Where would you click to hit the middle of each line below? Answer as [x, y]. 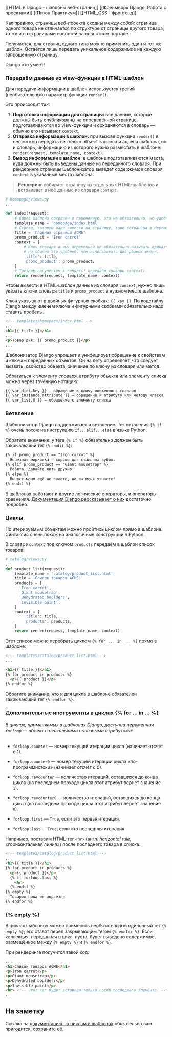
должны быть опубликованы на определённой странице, [75, 120]
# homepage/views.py [27, 199]
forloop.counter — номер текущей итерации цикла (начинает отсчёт [88, 746]
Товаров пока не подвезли [38, 897]
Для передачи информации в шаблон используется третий [70, 89]
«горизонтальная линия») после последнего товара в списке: [73, 844]
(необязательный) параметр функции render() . [57, 95]
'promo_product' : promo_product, [59, 261]
